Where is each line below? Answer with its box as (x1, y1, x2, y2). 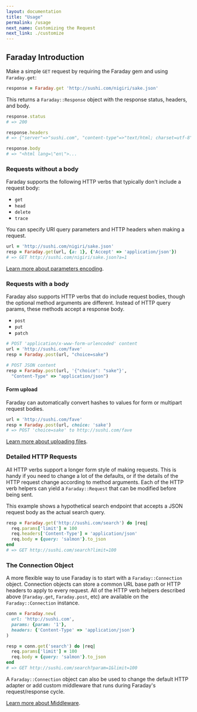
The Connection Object (6, 561, 74, 569)
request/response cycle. (6, 688, 65, 695)
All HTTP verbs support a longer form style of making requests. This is (6, 466, 177, 473)
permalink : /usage (6, 19, 51, 25)
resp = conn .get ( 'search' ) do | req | (6, 643, 96, 649)
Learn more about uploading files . (6, 438, 88, 445)
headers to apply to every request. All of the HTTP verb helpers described (6, 587, 186, 594)
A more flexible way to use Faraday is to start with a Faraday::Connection (6, 575, 183, 582)
